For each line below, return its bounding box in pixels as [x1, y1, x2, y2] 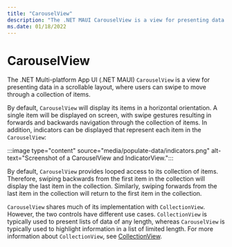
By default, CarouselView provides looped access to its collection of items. [7, 167, 219, 176]
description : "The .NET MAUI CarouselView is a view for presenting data [7, 17, 225, 24]
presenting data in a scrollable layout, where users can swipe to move [7, 83, 206, 91]
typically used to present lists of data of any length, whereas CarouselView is [7, 217, 225, 226]
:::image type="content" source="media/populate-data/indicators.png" [7, 147, 210, 155]
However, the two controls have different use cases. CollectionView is [7, 210, 208, 219]
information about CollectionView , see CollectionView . [7, 232, 163, 241]
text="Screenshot [7, 154, 57, 163]
